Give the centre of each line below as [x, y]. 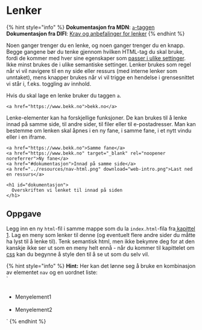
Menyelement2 [33, 309]
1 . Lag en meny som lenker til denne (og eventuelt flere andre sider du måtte [101, 235]
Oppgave [24, 214]
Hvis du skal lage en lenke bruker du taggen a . [64, 95]
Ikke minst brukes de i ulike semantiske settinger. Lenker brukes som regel [99, 65]
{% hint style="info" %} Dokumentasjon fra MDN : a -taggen [80, 27]
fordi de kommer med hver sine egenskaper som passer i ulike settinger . [96, 58]
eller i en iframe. [27, 137]
